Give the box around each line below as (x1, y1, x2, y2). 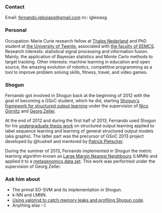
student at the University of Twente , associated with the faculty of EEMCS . (5, 43, 155, 49)
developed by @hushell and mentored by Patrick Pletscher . (5, 138, 124, 144)
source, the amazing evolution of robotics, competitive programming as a (5, 64, 152, 70)
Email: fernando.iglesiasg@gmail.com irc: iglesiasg (5, 15, 107, 21)
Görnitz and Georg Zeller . (5, 108, 56, 114)
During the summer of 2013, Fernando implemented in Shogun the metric (5, 148, 152, 154)
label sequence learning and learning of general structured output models (5, 128, 154, 134)
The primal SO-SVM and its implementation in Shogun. (12, 187, 122, 193)
